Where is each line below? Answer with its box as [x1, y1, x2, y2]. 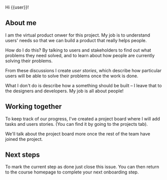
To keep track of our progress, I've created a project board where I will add [5, 115, 160, 122]
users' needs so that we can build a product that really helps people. [5, 37, 147, 43]
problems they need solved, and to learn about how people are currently [5, 52, 155, 58]
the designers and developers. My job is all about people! [5, 88, 124, 94]
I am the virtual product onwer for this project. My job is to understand [5, 32, 150, 38]
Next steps [5, 150, 40, 159]
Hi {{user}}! [5, 5, 29, 10]
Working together [5, 102, 62, 111]
